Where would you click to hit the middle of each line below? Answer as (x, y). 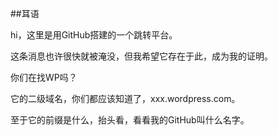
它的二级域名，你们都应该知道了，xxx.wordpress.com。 (125, 98)
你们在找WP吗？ (44, 77)
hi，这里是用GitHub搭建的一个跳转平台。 (94, 35)
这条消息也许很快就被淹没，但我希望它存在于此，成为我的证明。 (141, 56)
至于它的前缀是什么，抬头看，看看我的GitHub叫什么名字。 (130, 120)
